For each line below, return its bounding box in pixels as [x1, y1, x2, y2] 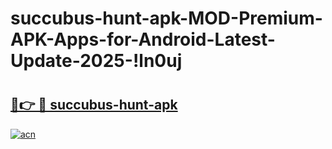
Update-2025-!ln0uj [10, 50, 183, 72]
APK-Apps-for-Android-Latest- [10, 28, 276, 51]
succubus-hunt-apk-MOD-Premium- [10, 7, 323, 30]
